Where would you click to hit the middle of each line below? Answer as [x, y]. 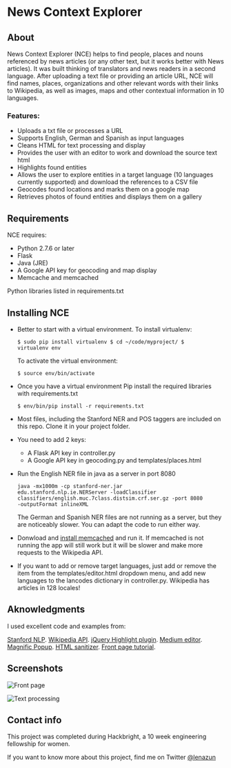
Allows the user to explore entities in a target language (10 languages [115, 175]
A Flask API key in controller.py [71, 453]
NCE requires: [27, 235]
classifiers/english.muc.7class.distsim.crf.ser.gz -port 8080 [110, 498]
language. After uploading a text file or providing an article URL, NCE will [110, 76]
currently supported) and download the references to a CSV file [108, 182]
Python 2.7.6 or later [46, 248]
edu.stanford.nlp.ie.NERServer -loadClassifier [87, 492]
